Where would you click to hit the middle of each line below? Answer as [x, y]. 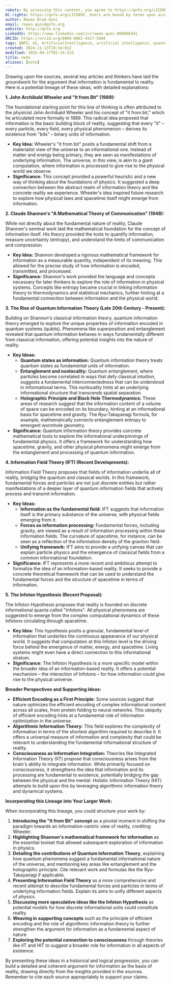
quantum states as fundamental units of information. [75, 366]
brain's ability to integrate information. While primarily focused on [81, 764]
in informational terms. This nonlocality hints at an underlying [84, 387]
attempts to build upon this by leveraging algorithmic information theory [88, 786]
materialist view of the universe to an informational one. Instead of [82, 150]
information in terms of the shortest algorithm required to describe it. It [87, 732]
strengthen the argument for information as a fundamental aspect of [84, 929]
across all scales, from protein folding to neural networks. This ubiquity [87, 710]
